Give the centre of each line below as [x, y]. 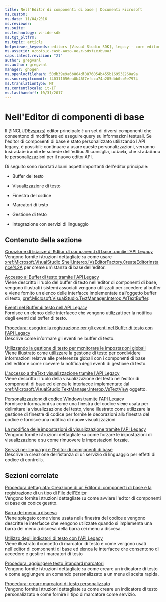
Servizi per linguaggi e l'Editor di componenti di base [59, 450]
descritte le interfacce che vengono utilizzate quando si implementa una [79, 523]
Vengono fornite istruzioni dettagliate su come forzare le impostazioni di [79, 435]
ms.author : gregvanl [26, 65]
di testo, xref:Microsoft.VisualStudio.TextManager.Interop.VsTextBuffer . [77, 298]
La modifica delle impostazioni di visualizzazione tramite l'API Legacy [76, 429]
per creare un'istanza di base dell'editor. [65, 267]
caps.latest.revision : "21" [34, 56]
